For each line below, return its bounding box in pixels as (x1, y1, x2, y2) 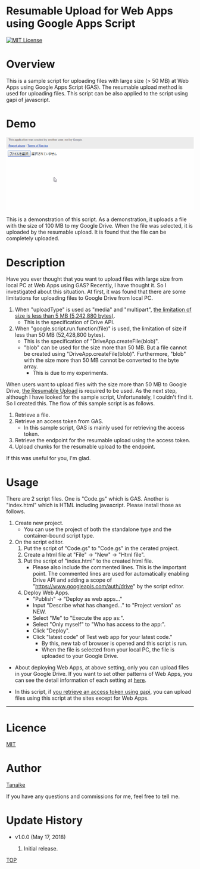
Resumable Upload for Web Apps (6, 4, 174, 18)
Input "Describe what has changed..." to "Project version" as (32, 602, 182, 609)
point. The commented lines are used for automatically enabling (32, 570, 189, 578)
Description (6, 256, 65, 269)
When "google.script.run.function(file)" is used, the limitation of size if (14, 325, 187, 332)
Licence (6, 721, 46, 734)
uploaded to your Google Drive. (41, 653, 119, 660)
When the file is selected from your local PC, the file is (41, 646, 174, 653)
